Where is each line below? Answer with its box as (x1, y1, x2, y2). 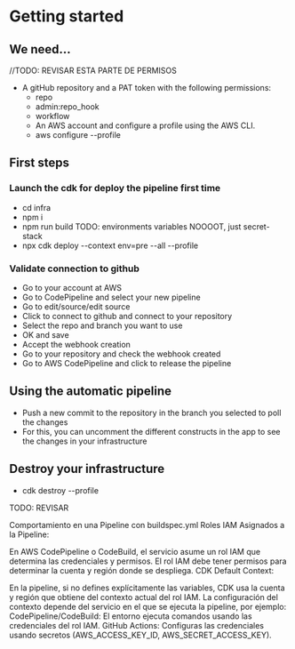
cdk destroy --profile (21, 485, 100, 495)
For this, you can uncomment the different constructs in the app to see (21, 426, 281, 437)
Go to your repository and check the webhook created (21, 349, 221, 359)
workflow (35, 111, 70, 121)
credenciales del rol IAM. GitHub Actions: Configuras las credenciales (9, 620, 265, 630)
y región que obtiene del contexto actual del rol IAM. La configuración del (9, 591, 278, 602)
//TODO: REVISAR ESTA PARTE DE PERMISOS (9, 65, 178, 76)
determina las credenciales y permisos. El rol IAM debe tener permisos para (9, 556, 287, 566)
